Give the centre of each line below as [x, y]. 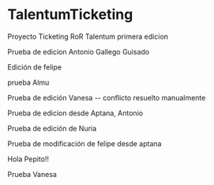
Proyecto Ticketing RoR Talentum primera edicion [88, 36]
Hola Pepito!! [28, 159]
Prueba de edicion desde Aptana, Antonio [75, 113]
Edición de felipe [35, 67]
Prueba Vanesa [32, 174]
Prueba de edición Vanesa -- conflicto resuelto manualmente [107, 97]
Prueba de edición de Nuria [52, 128]
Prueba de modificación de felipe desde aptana [84, 143]
